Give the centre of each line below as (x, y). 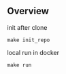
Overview (28, 11)
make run (19, 65)
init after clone (27, 27)
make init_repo (29, 40)
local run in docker (33, 52)
